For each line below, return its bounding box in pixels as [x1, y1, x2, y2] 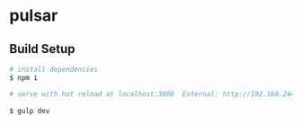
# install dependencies [9, 65, 99, 74]
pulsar [9, 5, 58, 26]
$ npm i [9, 73, 39, 82]
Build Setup [9, 41, 75, 57]
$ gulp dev [9, 106, 50, 115]
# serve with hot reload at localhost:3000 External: [9, 89, 219, 99]
